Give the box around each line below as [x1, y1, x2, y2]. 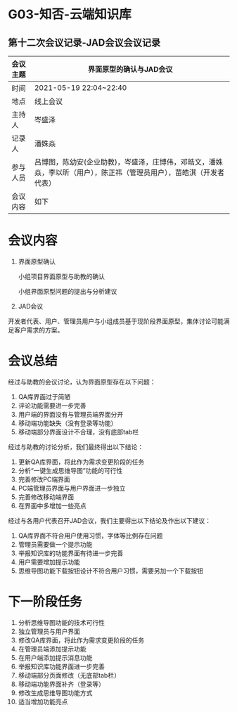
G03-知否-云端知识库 [8, 6, 132, 22]
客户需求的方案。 [13, 325, 64, 334]
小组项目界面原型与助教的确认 [18, 272, 105, 280]
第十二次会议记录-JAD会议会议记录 [8, 37, 161, 48]
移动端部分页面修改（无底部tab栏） [18, 671, 120, 679]
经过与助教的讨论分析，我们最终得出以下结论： [8, 442, 143, 451]
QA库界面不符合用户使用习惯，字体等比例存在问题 [18, 531, 163, 540]
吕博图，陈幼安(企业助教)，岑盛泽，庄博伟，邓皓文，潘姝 [34, 157, 224, 167]
